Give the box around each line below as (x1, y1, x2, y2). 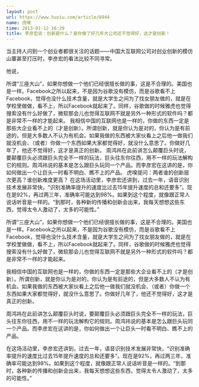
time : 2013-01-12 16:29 (6, 25, 65, 31)
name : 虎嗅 (6, 20, 31, 25)
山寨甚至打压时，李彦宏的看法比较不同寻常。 (6, 55, 115, 62)
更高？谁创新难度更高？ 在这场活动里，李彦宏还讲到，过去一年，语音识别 (11, 176, 190, 183)
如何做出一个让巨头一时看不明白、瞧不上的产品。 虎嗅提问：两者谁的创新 (6, 169, 184, 176)
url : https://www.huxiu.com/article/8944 (6, 14, 110, 20)
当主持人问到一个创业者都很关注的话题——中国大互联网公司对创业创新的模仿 (6, 48, 193, 55)
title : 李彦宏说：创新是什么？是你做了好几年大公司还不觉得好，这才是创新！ (6, 31, 171, 37)
